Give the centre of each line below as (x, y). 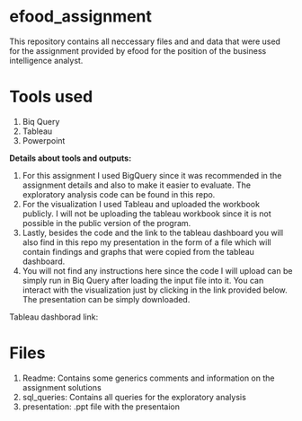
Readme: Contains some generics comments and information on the (148, 378)
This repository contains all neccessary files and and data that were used (145, 41)
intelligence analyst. (46, 60)
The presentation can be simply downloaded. (106, 299)
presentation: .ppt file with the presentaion (101, 407)
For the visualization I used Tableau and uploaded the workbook (141, 204)
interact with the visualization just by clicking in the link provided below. (155, 290)
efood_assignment (81, 17)
